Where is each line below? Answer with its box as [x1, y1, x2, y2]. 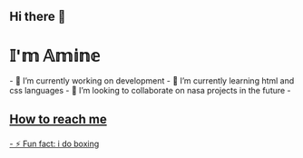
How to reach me [9, 111, 107, 127]
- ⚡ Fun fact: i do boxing [9, 138, 100, 149]
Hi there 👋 [9, 9, 66, 25]
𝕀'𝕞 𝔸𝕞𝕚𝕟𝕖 [9, 45, 101, 66]
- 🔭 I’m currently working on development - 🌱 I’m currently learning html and [9, 75, 295, 86]
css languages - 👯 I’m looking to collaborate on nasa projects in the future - [9, 85, 292, 96]
